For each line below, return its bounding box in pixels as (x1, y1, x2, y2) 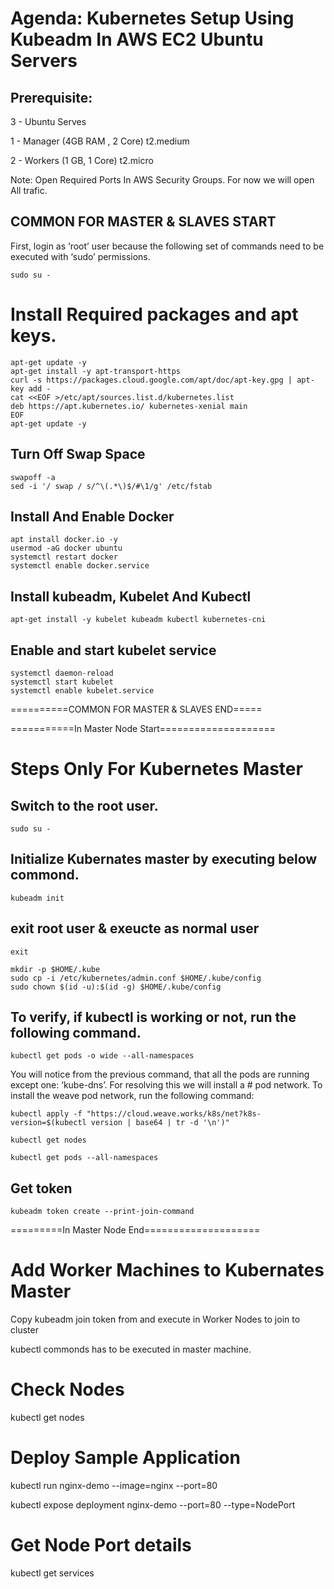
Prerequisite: (10, 89, 93, 106)
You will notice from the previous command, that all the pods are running (10, 1068, 310, 1081)
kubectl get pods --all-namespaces (10, 1153, 159, 1163)
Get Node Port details (10, 1534, 192, 1557)
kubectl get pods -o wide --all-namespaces (10, 1051, 195, 1061)
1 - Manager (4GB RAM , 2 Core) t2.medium (10, 135, 190, 147)
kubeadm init (10, 893, 65, 903)
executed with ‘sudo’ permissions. (10, 250, 151, 262)
